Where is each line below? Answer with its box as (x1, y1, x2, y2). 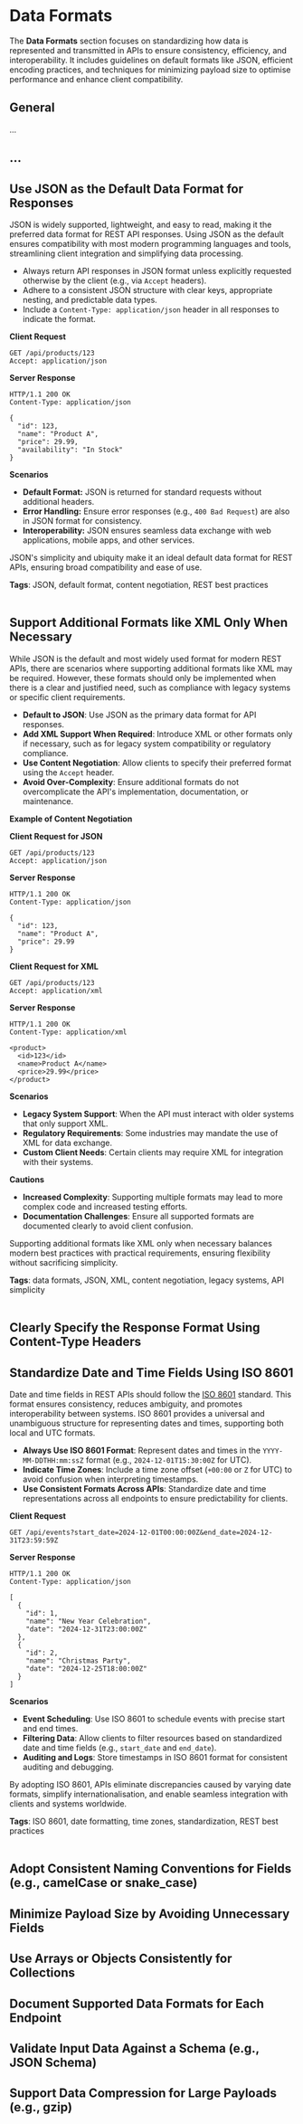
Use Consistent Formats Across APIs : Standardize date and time (22, 1483, 267, 1493)
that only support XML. (22, 1118, 109, 1129)
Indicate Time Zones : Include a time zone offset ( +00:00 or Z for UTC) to (22, 1464, 292, 1474)
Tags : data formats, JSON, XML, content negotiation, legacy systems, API (9, 1275, 285, 1285)
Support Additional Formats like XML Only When (9, 615, 289, 631)
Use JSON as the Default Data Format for (9, 181, 244, 196)
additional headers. (22, 496, 95, 507)
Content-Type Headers (9, 1334, 142, 1350)
